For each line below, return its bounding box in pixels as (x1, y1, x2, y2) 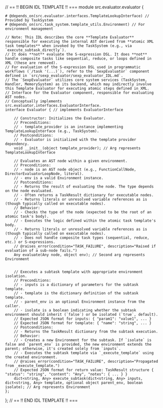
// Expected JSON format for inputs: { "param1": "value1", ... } (14, 316, 152, 321)
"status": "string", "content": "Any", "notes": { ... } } (5, 372, 128, 377)
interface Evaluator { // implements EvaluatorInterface (5, 107, 123, 112)
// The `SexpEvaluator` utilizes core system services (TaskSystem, (5, 78, 147, 82)
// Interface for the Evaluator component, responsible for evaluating (5, 90, 154, 95)
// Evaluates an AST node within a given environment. (14, 158, 128, 163)
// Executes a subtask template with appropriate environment (14, 270, 143, 274)
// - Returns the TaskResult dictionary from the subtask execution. (14, 329, 159, 334)
